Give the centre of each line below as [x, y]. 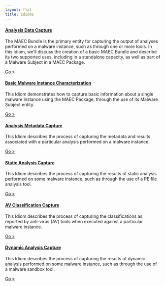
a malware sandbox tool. [30, 269]
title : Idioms [20, 14]
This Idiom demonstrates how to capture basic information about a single [79, 94]
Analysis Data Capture [29, 30]
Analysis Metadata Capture [34, 125]
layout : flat [18, 10]
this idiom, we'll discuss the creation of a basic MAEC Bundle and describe [81, 51]
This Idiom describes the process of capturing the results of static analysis [81, 174]
